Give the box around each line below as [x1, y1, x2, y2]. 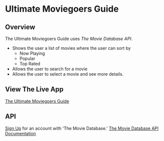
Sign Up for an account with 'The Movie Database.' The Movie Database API [5, 125, 159, 131]
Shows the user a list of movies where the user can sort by [12, 45, 131, 51]
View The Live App [5, 85, 64, 94]
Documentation [5, 130, 36, 136]
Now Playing [19, 50, 45, 56]
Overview [5, 23, 36, 31]
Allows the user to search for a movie [12, 66, 88, 72]
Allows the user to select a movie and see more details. [12, 71, 124, 77]
